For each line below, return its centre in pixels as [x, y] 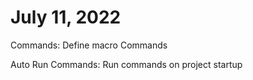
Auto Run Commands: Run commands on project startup [126, 64]
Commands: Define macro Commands [89, 45]
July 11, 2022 [66, 17]
